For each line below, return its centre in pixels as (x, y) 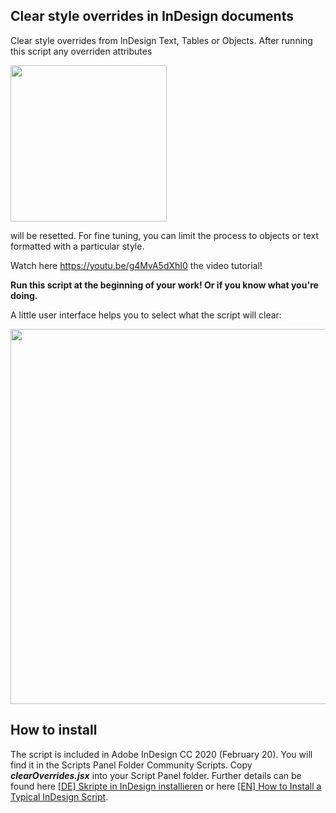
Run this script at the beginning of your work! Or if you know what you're (164, 285)
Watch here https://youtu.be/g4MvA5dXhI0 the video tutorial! (136, 265)
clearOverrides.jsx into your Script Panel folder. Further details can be (156, 775)
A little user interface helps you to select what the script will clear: (146, 315)
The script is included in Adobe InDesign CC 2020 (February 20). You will (161, 754)
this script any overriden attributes (81, 51)
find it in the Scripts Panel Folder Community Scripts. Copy (131, 765)
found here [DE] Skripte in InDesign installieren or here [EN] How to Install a (166, 786)
